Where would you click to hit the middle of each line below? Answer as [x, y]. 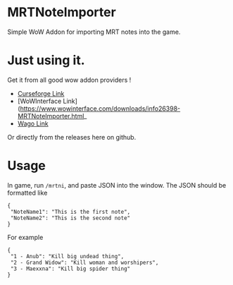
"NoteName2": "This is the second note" [70, 218]
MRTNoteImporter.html [51, 116]
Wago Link [33, 123]
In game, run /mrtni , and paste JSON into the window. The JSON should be [117, 185]
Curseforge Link [41, 93]
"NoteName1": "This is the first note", [70, 212]
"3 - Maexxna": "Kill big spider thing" [70, 269]
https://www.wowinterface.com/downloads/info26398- [100, 108]
